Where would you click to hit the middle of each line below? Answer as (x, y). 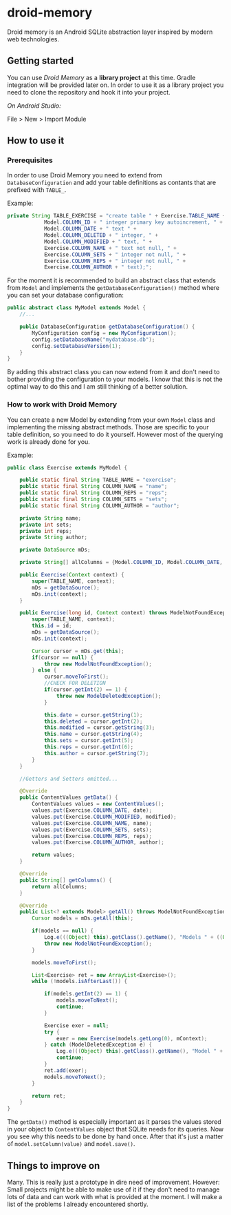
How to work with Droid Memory (62, 405)
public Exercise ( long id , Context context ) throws (93, 613)
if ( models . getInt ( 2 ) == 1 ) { (86, 994)
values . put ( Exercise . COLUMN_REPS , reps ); (92, 836)
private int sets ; (46, 525)
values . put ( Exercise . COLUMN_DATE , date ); (92, 810)
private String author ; (54, 537)
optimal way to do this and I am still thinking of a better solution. (97, 387)
